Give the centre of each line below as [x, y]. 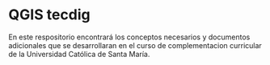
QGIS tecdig [49, 15]
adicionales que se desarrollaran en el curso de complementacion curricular [135, 45]
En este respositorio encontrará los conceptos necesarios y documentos [129, 37]
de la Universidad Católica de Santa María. [79, 54]
